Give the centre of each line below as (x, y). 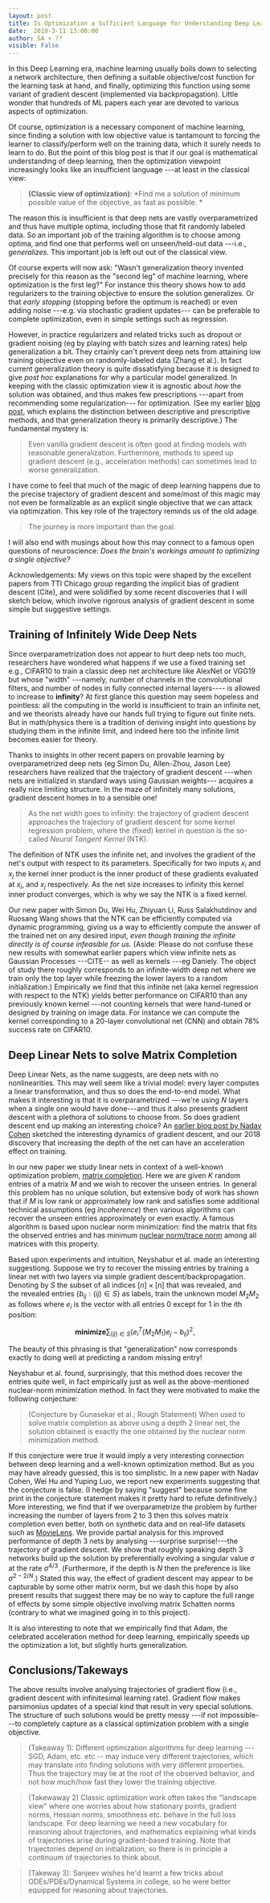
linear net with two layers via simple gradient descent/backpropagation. (127, 1277)
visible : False (34, 46)
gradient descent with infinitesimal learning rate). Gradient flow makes (125, 1698)
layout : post (30, 16)
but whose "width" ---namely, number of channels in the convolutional (125, 679)
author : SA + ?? (35, 38)
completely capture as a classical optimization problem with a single (136, 1724)
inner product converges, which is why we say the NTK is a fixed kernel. (128, 895)
